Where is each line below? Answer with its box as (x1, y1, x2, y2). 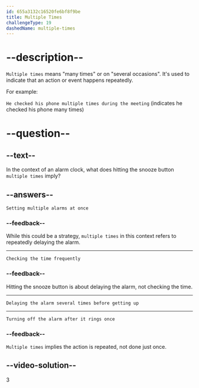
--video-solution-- (6, 360, 76, 371)
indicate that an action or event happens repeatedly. (6, 77, 133, 84)
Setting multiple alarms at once (6, 205, 89, 211)
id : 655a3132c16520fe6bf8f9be (6, 8, 81, 15)
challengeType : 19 (6, 20, 52, 26)
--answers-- (6, 189, 53, 199)
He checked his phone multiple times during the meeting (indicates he (6, 100, 182, 107)
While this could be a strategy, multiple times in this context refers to (6, 233, 176, 240)
